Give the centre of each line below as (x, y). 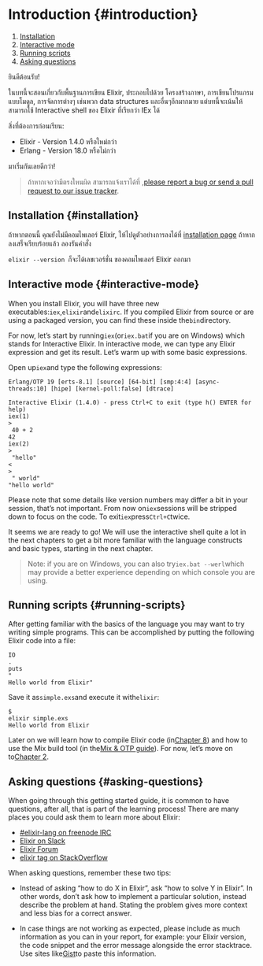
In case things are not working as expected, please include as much (130, 929)
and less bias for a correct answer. (76, 913)
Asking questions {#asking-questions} (106, 781)
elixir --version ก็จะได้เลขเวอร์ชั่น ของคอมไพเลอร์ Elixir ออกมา (100, 259)
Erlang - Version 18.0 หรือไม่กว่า (68, 150)
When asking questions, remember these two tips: (90, 873)
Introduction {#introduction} (103, 15)
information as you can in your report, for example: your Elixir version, (133, 937)
